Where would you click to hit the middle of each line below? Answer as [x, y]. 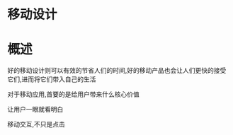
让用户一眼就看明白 [35, 110]
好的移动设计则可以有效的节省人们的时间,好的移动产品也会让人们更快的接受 [117, 71]
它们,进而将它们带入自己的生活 [52, 79]
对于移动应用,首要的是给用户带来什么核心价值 [74, 94]
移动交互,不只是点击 [36, 124]
